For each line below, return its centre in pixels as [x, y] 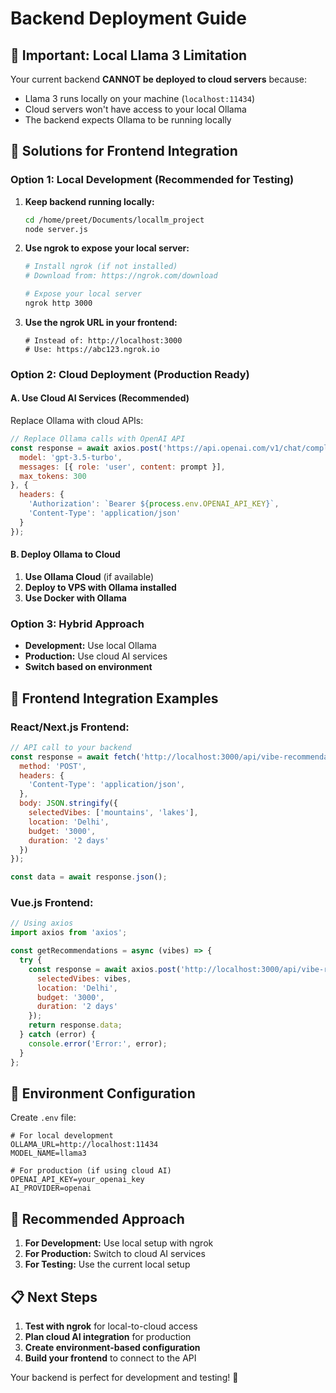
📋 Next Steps [54, 1297]
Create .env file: [43, 1118]
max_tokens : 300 [53, 476]
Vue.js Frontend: [52, 903]
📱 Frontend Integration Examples [114, 698]
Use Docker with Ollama [75, 598]
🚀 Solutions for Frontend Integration [124, 151]
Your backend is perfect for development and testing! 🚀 [124, 1377]
